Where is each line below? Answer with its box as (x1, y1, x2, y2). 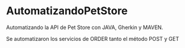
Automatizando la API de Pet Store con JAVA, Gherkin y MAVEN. (6, 24, 164, 31)
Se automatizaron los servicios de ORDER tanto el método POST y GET (6, 35, 180, 42)
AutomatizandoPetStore (6, 4, 128, 18)
